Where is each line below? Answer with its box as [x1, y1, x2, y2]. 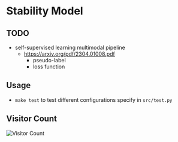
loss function [32, 63, 65, 70]
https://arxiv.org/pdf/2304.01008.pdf [23, 50, 115, 58]
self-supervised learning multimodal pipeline [14, 44, 126, 51]
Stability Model [6, 4, 83, 18]
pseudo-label [32, 57, 66, 64]
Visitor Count [6, 114, 57, 124]
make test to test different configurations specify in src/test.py [14, 96, 173, 103]
